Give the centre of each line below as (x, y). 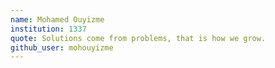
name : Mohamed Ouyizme (57, 19)
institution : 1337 (48, 29)
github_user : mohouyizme (62, 47)
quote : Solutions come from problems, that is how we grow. (138, 38)
